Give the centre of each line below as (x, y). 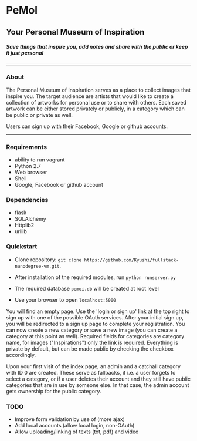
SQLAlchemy (30, 219)
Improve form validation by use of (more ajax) (69, 419)
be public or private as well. (40, 115)
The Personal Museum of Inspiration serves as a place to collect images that (98, 90)
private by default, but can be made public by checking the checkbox (90, 349)
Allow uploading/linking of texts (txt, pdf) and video (77, 432)
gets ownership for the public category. (54, 391)
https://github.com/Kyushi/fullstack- (131, 260)
